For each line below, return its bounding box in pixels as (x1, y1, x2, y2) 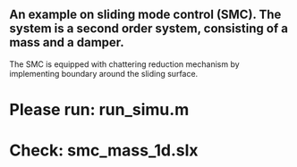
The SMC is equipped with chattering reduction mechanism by (9, 58, 240, 70)
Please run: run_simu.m (9, 100, 190, 120)
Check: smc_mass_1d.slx (9, 140, 199, 161)
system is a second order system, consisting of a (9, 21, 289, 37)
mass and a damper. (9, 35, 125, 50)
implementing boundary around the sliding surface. (9, 68, 199, 79)
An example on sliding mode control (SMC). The (9, 7, 282, 22)
